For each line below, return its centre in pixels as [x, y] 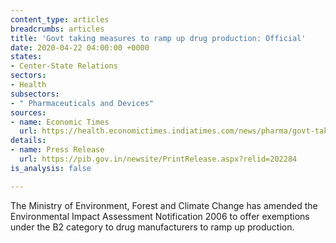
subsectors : [35, 94]
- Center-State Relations [64, 66]
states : [26, 57]
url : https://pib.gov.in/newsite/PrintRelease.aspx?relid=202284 [158, 159]
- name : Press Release [57, 150]
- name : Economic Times [60, 122]
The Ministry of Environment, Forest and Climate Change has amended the [164, 205]
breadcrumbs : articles [57, 29]
